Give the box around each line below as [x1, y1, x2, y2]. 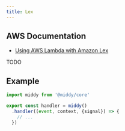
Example [6, 76, 40, 86]
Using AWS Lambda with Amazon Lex [14, 47, 109, 54]
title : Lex [6, 8, 34, 15]
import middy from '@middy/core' [6, 92, 90, 98]
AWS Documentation [6, 31, 87, 41]
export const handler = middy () [6, 103, 87, 109]
